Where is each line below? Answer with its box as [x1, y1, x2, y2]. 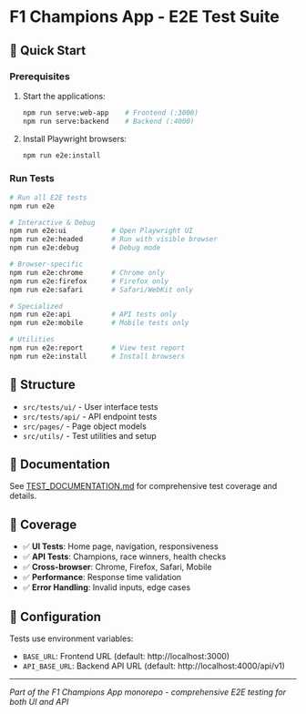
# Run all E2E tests [9, 193, 88, 202]
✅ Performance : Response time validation [22, 572, 182, 583]
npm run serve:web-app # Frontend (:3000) [22, 107, 199, 117]
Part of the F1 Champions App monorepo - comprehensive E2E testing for [9, 687, 287, 698]
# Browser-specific [9, 260, 84, 270]
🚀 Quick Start [9, 43, 87, 58]
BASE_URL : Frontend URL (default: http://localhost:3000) [22, 651, 230, 662]
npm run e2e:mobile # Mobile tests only [9, 319, 189, 328]
